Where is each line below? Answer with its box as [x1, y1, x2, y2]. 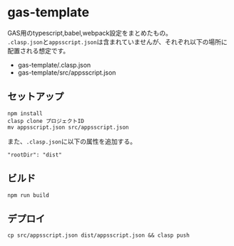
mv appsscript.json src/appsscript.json [7, 124, 130, 131]
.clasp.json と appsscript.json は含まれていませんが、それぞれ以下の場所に [7, 37, 228, 46]
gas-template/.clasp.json [17, 60, 91, 69]
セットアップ [7, 90, 64, 103]
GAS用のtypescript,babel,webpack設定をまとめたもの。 [7, 28, 173, 37]
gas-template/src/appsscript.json [17, 68, 116, 77]
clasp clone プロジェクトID [7, 117, 84, 124]
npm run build [7, 191, 50, 199]
